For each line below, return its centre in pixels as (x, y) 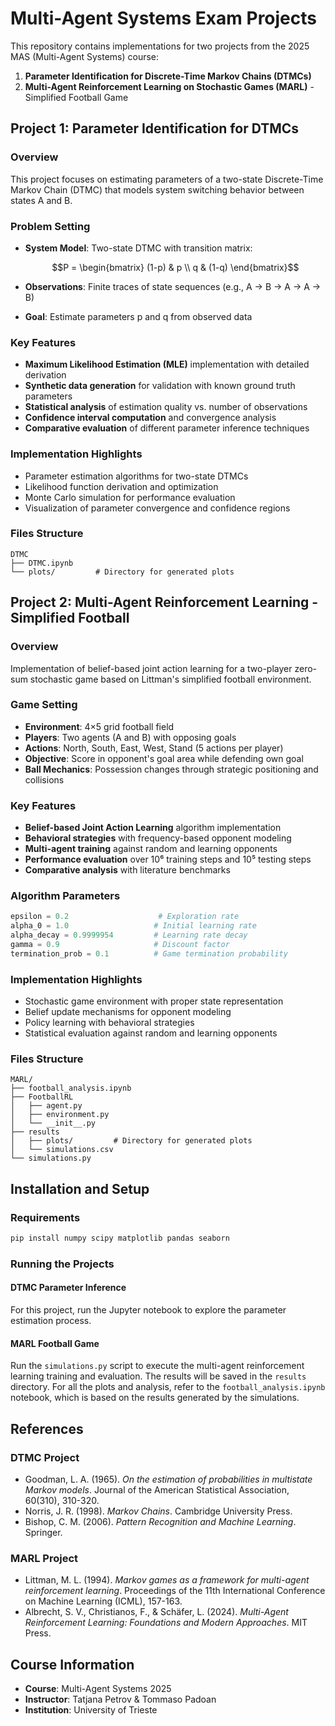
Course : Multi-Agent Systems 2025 (98, 1689)
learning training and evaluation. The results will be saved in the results (158, 1376)
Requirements (45, 1217)
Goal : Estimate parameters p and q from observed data (138, 316)
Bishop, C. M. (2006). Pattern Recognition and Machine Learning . (160, 1521)
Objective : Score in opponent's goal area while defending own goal (164, 758)
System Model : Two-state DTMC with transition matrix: (138, 248)
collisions (44, 779)
